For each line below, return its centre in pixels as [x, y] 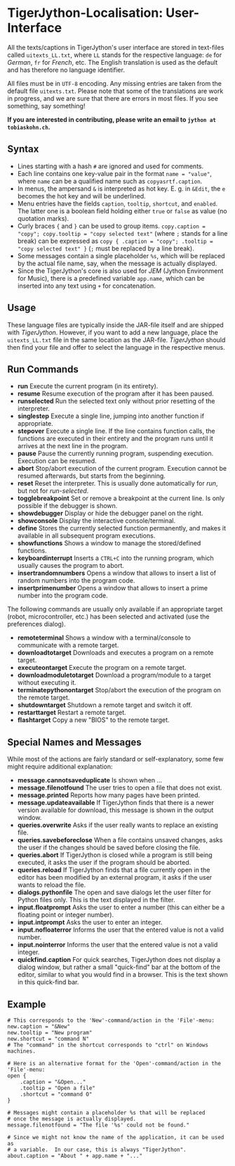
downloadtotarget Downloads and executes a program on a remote [115, 653]
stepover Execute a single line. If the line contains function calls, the [116, 431]
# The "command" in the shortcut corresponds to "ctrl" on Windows [108, 1045]
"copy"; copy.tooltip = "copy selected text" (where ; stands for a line [122, 233]
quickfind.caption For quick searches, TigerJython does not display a [119, 960]
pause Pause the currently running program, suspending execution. [115, 454]
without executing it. [47, 683]
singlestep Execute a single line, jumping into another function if [111, 416]
